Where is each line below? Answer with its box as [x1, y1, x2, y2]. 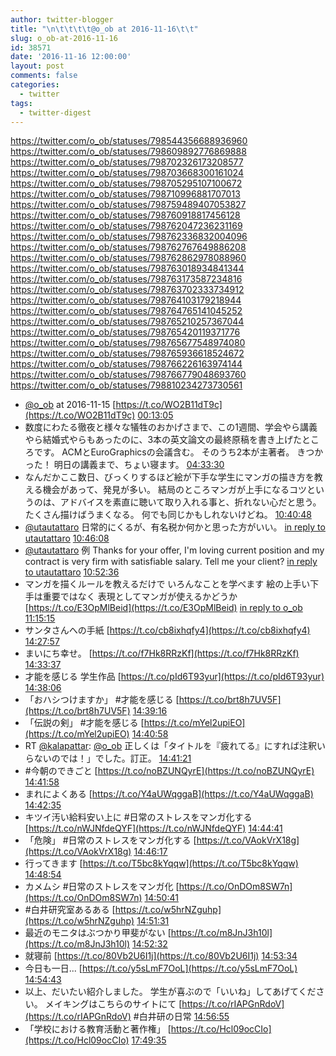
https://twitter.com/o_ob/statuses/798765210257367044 [10, 316, 245, 328]
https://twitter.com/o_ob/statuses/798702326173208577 [10, 156, 244, 168]
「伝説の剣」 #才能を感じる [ [24, 717, 145, 729]
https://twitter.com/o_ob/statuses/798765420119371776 [10, 326, 241, 338]
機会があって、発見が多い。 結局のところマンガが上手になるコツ [42, 484, 307, 496]
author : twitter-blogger [10, 14, 114, 25]
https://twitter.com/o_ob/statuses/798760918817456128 [10, 209, 241, 221]
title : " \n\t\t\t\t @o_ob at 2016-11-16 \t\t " [10, 24, 199, 34]
